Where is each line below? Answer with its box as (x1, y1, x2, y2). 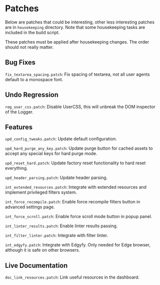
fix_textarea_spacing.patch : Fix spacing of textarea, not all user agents (5, 71, 150, 77)
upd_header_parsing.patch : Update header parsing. (5, 175, 108, 181)
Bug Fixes (5, 58, 36, 66)
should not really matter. (5, 44, 54, 50)
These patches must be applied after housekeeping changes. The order (5, 39, 150, 44)
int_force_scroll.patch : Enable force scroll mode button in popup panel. (5, 214, 153, 219)
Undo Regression (5, 91, 59, 99)
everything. (5, 165, 28, 171)
